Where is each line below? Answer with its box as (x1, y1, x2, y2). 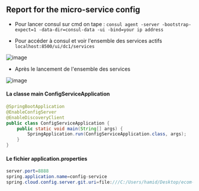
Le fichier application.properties (6, 155, 88, 162)
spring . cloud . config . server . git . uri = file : (6, 179, 113, 185)
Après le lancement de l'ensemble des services (14, 65, 131, 72)
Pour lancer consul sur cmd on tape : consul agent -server (14, 20, 160, 27)
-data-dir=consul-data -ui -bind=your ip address (38, 27, 164, 33)
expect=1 (14, 27, 37, 33)
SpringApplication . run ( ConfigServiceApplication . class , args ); (27, 131, 187, 137)
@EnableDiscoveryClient (6, 114, 65, 120)
